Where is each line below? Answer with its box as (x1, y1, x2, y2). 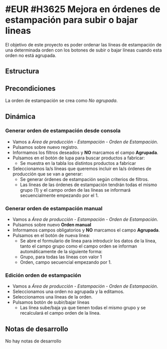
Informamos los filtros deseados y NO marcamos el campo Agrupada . (12, 149, 158, 155)
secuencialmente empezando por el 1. (20, 192, 99, 198)
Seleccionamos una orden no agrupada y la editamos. (12, 288, 125, 295)
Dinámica (5, 112, 36, 121)
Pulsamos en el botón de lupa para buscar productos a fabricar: (12, 155, 145, 161)
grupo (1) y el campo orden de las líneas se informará (20, 187, 131, 193)
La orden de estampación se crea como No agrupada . (5, 97, 118, 104)
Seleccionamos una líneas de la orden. (12, 294, 93, 300)
